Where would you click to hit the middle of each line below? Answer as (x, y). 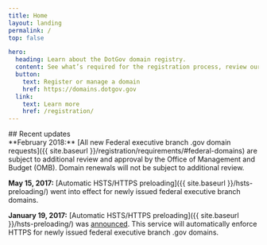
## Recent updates (39, 134)
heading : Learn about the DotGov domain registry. (101, 60)
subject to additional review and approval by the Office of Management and (132, 159)
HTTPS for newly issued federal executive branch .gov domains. (114, 232)
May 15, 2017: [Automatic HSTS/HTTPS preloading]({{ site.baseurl (117, 183)
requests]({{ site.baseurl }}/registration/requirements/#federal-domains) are (133, 151)
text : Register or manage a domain (81, 82)
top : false (26, 38)
